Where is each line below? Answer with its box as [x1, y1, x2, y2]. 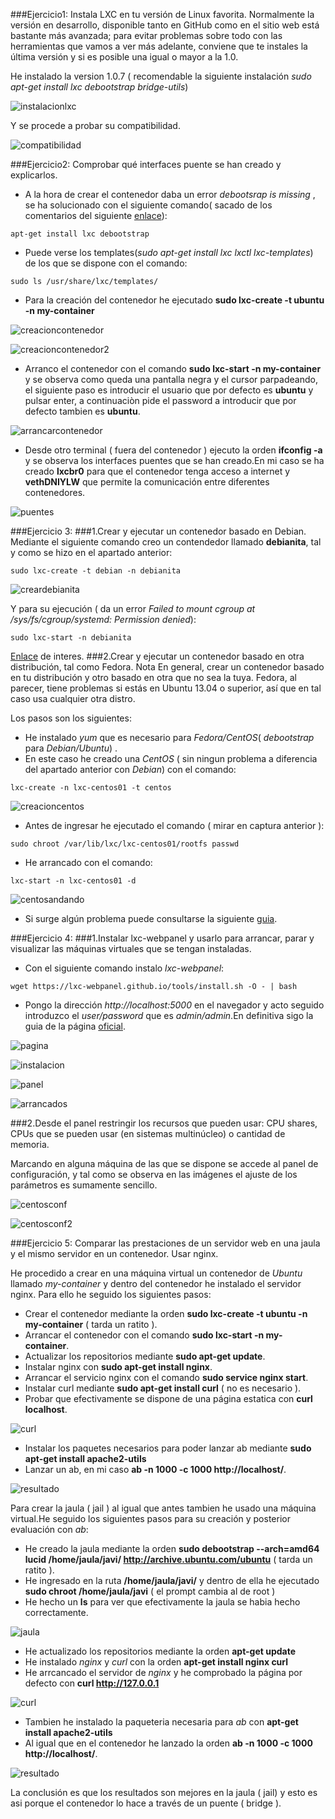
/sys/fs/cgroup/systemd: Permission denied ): [10, 614, 197, 625]
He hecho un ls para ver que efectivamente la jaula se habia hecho [24, 1596, 301, 1608]
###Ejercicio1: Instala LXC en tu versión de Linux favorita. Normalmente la [10, 9, 315, 20]
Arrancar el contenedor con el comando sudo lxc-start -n [24, 1329, 265, 1341]
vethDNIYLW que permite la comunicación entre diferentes [24, 476, 270, 488]
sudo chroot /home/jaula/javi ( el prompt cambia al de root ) [24, 1585, 276, 1597]
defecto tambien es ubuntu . [24, 405, 141, 417]
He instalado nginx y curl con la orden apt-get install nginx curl [24, 1656, 289, 1668]
